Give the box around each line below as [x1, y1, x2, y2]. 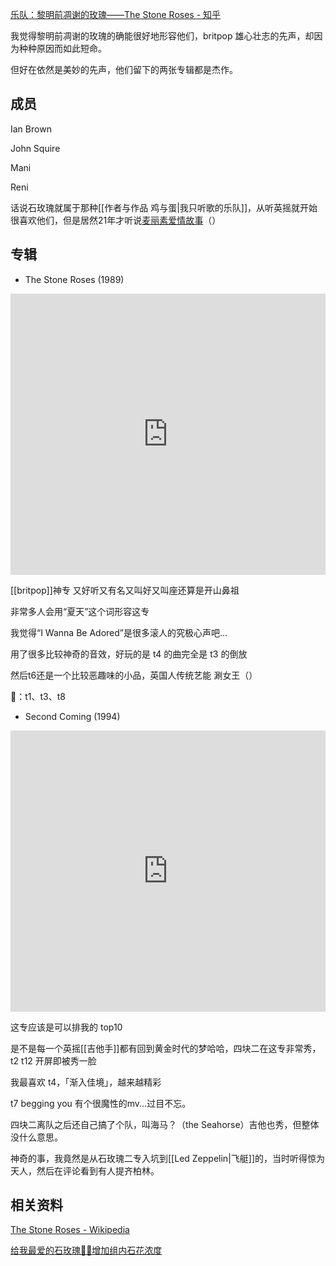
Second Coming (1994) [24, 710, 121, 722]
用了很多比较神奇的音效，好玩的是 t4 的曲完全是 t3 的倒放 [10, 648, 248, 660]
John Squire [10, 142, 61, 154]
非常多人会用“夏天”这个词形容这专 [10, 605, 150, 617]
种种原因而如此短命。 [18, 43, 107, 54]
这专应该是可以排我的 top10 [10, 1021, 123, 1033]
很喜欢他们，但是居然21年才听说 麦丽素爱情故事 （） [10, 214, 222, 226]
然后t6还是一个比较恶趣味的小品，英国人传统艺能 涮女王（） [10, 669, 258, 681]
